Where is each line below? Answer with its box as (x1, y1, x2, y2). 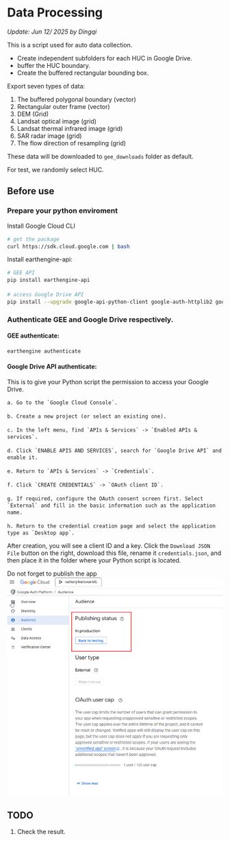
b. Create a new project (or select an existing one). (7, 413, 167, 420)
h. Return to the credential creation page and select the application (7, 523, 216, 530)
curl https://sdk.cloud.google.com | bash (7, 243, 130, 250)
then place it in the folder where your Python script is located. (7, 556, 181, 564)
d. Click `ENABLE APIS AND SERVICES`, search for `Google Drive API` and (7, 447, 222, 454)
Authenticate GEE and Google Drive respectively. (7, 314, 174, 324)
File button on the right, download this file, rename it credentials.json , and (7, 549, 222, 557)
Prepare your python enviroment (7, 206, 118, 215)
